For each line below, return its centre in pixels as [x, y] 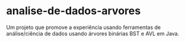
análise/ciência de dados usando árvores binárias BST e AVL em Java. [93, 33]
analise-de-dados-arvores [74, 11]
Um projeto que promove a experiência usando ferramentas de [84, 27]
